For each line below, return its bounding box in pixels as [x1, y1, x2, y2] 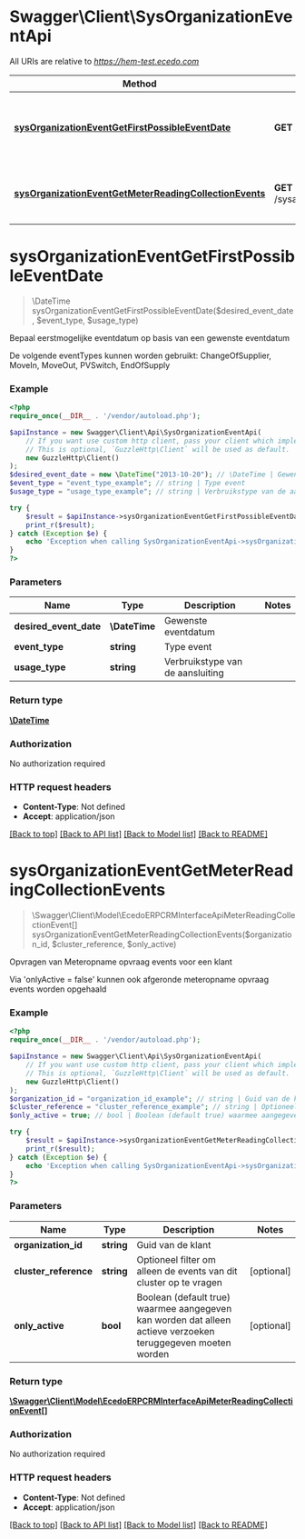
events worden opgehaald [9, 984, 107, 994]
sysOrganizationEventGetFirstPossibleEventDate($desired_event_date [31, 305, 294, 315]
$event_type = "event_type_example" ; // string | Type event [9, 479, 246, 488]
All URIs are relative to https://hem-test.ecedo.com [9, 55, 200, 66]
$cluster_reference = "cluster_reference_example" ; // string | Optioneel [9, 1103, 299, 1112]
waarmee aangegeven [136, 1302, 232, 1314]
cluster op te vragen [136, 1275, 222, 1288]
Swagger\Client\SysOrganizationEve [9, 6, 293, 27]
